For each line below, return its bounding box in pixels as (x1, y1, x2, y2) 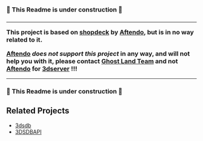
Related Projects (6, 105, 69, 116)
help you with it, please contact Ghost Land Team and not (6, 57, 178, 65)
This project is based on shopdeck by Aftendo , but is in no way (6, 28, 195, 37)
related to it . (6, 36, 43, 44)
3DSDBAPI (14, 128, 42, 135)
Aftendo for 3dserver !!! (6, 64, 77, 73)
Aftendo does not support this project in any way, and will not (6, 49, 190, 58)
